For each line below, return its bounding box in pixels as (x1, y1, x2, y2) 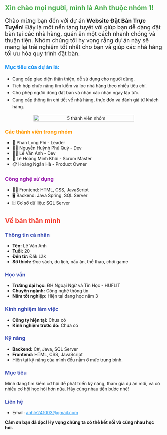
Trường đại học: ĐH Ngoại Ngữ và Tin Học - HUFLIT (12, 282, 121, 289)
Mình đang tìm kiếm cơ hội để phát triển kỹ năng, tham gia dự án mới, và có (5, 381, 160, 387)
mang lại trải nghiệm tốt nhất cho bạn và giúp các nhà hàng (5, 43, 162, 51)
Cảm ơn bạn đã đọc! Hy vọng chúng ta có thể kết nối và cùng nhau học (5, 419, 154, 425)
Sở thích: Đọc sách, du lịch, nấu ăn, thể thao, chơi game (12, 258, 128, 264)
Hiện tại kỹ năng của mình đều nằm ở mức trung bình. (12, 357, 123, 363)
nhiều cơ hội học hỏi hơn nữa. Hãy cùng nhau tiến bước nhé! (5, 386, 129, 392)
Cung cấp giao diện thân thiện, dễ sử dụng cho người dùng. (12, 76, 135, 82)
